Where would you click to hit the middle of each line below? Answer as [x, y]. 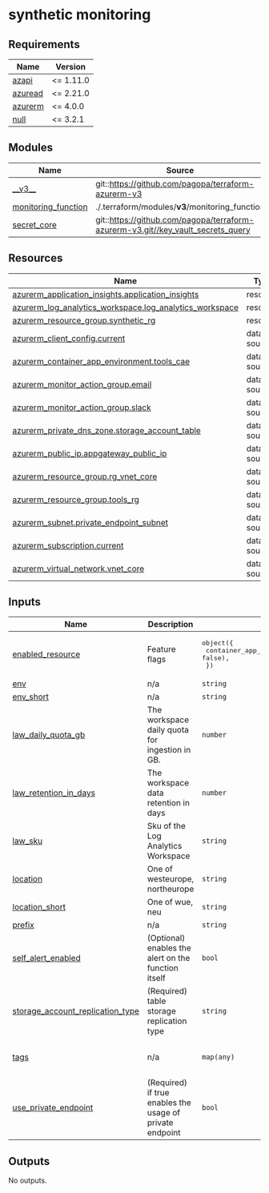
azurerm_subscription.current [68, 545]
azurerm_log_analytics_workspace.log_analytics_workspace [125, 307]
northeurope [171, 889]
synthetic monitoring [80, 15]
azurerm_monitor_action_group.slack [82, 408]
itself [156, 978]
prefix [23, 925]
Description [171, 625]
